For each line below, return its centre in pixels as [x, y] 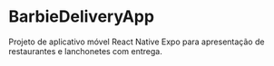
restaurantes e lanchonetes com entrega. [85, 51]
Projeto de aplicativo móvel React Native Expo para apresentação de [137, 42]
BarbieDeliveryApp [82, 17]
